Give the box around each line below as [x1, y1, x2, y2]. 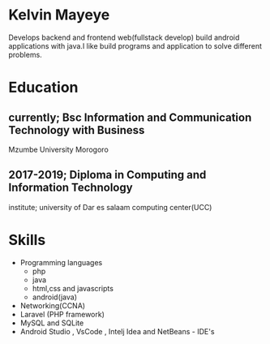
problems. [8, 49, 42, 59]
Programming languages [19, 257, 103, 267]
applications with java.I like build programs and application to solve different [8, 41, 262, 50]
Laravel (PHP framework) [19, 309, 105, 319]
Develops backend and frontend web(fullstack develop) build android [8, 32, 240, 42]
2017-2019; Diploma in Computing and [8, 168, 207, 182]
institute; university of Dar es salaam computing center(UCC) [8, 202, 212, 212]
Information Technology [8, 181, 133, 195]
